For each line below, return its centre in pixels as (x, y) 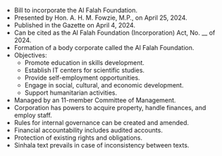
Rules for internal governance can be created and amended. (101, 122)
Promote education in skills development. (84, 62)
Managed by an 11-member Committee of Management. (95, 100)
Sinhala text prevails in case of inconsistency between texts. (101, 145)
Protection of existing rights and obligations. (78, 138)
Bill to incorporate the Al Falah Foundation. (75, 10)
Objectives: (30, 55)
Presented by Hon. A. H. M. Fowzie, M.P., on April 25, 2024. (101, 18)
